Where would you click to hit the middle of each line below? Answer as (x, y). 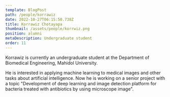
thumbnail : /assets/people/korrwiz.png (48, 29)
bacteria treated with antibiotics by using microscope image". (69, 89)
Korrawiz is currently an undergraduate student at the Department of (77, 57)
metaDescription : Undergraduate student (49, 39)
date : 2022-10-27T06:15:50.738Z (39, 19)
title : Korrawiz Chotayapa (34, 24)
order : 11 (16, 43)
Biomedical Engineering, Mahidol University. (52, 63)
